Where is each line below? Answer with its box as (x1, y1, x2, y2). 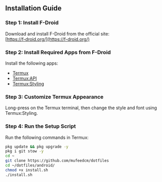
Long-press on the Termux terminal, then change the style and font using (5, 105, 157, 111)
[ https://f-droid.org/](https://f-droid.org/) (5, 36, 90, 42)
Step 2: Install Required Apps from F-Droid (5, 49, 111, 56)
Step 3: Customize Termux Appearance (5, 93, 104, 100)
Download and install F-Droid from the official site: (5, 30, 110, 37)
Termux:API (12, 75, 37, 81)
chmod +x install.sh (5, 167, 49, 172)
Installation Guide (5, 4, 62, 13)
